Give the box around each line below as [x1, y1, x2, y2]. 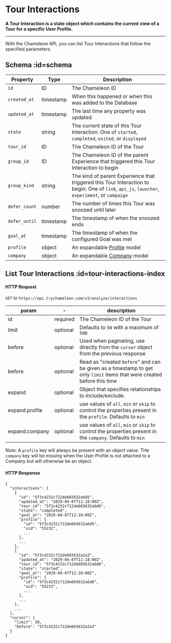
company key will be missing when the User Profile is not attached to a [5, 453, 151, 459]
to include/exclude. [79, 392, 126, 399]
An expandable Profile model [72, 244, 141, 251]
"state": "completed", [18, 508, 67, 513]
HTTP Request [5, 284, 37, 290]
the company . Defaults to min [79, 434, 145, 442]
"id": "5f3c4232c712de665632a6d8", [23, 579, 99, 584]
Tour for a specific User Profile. [5, 25, 73, 32]
